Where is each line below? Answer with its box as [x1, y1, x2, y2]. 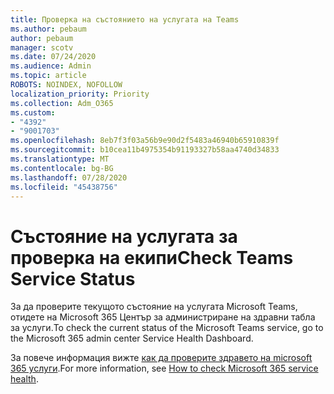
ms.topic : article [10, 71, 87, 81]
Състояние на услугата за [10, 225, 238, 248]
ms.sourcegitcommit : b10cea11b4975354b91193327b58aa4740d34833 [10, 145, 280, 155]
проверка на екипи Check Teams [10, 246, 294, 269]
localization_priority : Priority [10, 89, 150, 99]
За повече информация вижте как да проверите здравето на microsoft [10, 352, 313, 364]
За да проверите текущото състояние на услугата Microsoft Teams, [10, 301, 298, 313]
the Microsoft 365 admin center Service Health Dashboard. [10, 332, 254, 345]
